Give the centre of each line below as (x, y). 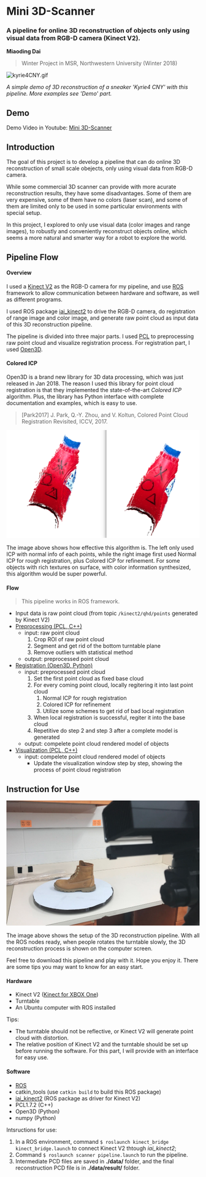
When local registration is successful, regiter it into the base (109, 718)
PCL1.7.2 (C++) (34, 1105)
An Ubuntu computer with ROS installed (65, 1008)
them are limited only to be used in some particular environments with (94, 206)
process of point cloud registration (77, 770)
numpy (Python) (36, 1117)
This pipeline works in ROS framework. (71, 601)
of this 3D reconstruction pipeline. (49, 324)
